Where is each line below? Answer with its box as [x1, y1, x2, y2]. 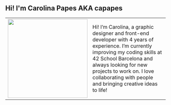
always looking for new [92, 61, 148, 68]
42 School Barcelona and [92, 55, 153, 62]
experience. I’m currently [92, 42, 152, 49]
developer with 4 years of [92, 36, 154, 43]
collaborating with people [92, 74, 154, 81]
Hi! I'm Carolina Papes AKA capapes [5, 4, 123, 13]
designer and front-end [92, 30, 149, 37]
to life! [92, 86, 108, 93]
